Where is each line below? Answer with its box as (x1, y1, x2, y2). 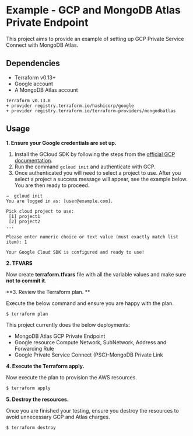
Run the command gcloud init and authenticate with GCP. (14, 163, 156, 170)
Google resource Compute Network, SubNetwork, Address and (14, 339, 167, 346)
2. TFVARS (6, 259, 33, 267)
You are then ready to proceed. (14, 182, 90, 189)
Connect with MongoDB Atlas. (6, 41, 79, 49)
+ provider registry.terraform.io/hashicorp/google (6, 103, 134, 109)
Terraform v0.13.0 (6, 98, 51, 103)
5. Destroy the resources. (6, 396, 69, 403)
